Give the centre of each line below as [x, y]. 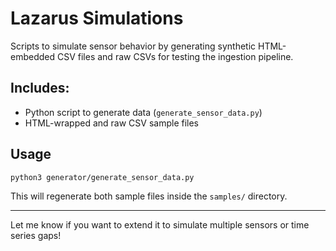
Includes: [40, 88]
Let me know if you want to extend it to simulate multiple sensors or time [160, 225]
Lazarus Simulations [97, 18]
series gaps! [36, 236]
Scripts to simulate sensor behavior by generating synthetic [133, 46]
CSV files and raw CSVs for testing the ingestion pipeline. [175, 56]
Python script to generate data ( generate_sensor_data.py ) [143, 112]
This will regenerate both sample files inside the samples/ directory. [149, 196]
